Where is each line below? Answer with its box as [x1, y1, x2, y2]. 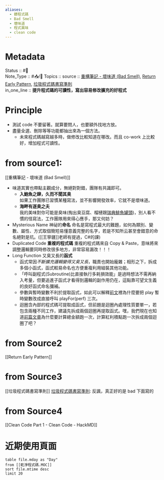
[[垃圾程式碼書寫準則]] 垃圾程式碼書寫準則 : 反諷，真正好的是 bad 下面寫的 [5, 388, 154, 394]
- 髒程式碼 [9, 12, 29, 17]
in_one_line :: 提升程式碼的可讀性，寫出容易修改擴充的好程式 [5, 87, 127, 93]
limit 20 [5, 471, 23, 476]
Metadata [5, 51, 45, 62]
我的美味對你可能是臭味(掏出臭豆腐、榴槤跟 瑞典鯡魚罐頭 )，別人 [19, 210, 147, 215]
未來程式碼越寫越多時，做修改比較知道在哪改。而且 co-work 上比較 [19, 134, 155, 140]
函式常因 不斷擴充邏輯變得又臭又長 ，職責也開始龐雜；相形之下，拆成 [19, 259, 157, 265]
